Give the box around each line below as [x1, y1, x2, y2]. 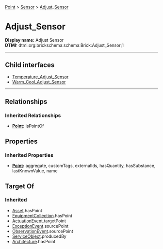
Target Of [5, 182, 34, 190]
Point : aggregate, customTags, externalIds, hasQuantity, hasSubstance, [12, 163, 156, 169]
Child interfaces [5, 61, 55, 69]
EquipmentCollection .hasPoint [12, 213, 73, 218]
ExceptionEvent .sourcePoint [12, 223, 69, 229]
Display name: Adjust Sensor [5, 37, 64, 43]
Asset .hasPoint [12, 207, 43, 213]
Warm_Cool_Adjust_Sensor [12, 79, 66, 84]
